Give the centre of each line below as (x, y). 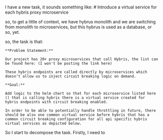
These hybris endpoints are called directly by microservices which (76, 72)
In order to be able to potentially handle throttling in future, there (81, 111)
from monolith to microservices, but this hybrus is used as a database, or (79, 27)
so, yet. (13, 32)
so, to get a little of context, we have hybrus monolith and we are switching (81, 22)
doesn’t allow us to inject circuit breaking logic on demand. (71, 76)
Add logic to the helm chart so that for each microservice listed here (81, 93)
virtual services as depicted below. (43, 123)
